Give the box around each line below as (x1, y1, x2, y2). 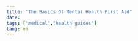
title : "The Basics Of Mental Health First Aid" (6, 8, 133, 15)
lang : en (6, 25, 29, 32)
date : (6, 14, 20, 20)
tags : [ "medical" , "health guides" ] (6, 20, 97, 26)
